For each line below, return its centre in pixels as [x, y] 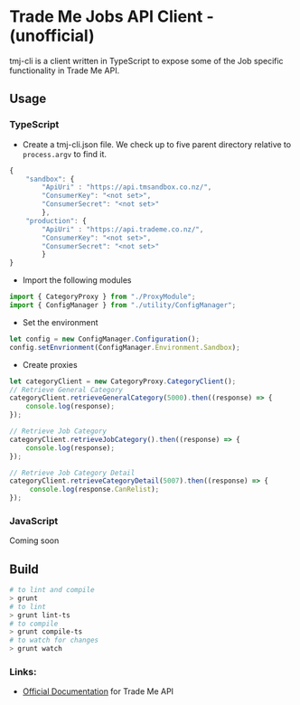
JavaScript [34, 521]
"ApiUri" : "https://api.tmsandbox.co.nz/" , [127, 187]
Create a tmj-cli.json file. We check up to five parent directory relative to [157, 144]
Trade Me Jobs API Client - [112, 17]
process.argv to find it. [64, 154]
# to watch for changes [54, 640]
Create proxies [50, 364]
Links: [23, 672]
